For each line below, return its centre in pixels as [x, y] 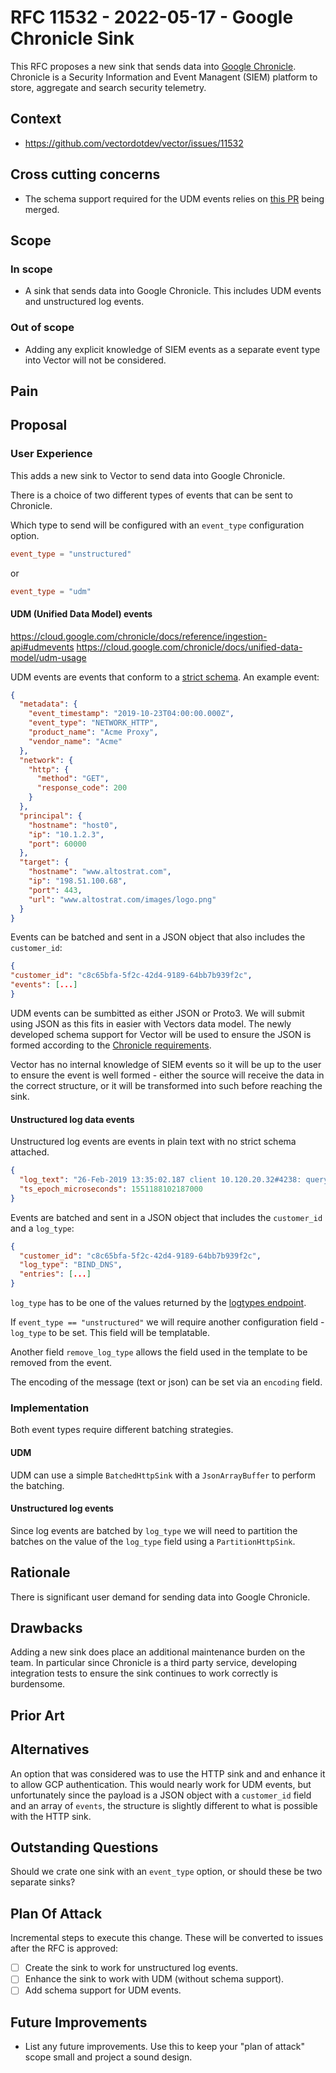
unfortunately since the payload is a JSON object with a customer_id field [161, 1795]
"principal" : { [51, 816]
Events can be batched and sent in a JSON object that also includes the [158, 937]
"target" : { [44, 862]
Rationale [40, 1572]
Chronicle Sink [72, 38]
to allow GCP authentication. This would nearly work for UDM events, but [161, 1784]
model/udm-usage [48, 657]
